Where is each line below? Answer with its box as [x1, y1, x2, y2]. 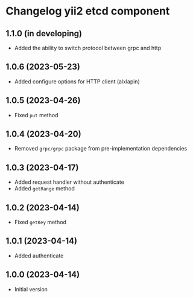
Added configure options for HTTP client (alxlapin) [14, 77, 140, 85]
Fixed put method [14, 111, 59, 118]
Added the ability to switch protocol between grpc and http [14, 44, 162, 51]
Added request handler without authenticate [14, 178, 125, 186]
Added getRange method [14, 185, 75, 192]
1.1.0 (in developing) [5, 28, 83, 39]
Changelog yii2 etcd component [5, 4, 170, 18]
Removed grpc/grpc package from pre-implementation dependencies [14, 145, 188, 152]
